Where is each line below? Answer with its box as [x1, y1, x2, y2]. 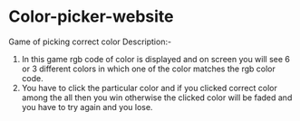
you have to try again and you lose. [21, 101, 153, 112]
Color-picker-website [8, 6, 174, 27]
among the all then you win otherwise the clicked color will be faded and [21, 92, 293, 103]
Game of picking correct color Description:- [8, 36, 172, 47]
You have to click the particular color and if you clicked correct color [21, 82, 277, 93]
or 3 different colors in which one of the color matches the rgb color [21, 63, 276, 74]
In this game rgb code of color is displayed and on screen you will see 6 [21, 53, 291, 64]
